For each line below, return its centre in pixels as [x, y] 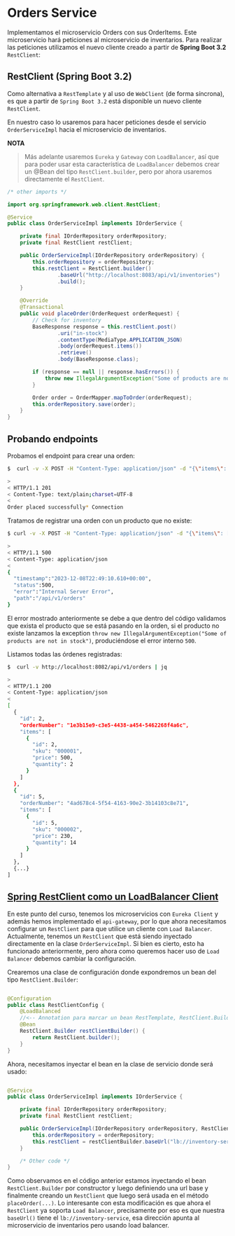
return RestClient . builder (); [76, 1037]
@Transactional [42, 307]
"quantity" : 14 [55, 842]
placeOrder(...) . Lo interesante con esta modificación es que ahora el [109, 1203]
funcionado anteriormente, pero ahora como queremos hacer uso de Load [113, 951]
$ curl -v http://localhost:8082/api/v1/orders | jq [87, 667]
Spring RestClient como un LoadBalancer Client [113, 897]
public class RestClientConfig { [56, 1005]
